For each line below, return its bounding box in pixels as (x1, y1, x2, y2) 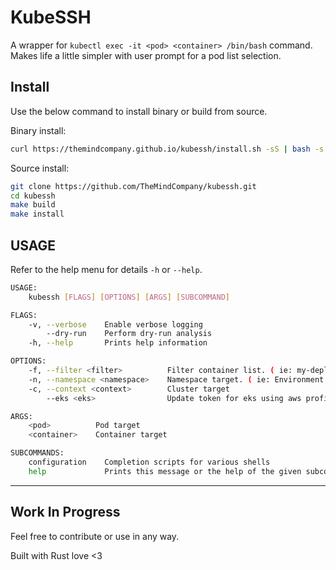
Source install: (10, 162, 70, 174)
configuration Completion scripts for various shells (28, 457, 271, 468)
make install (10, 209, 65, 220)
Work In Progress (10, 504, 121, 521)
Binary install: (10, 124, 67, 136)
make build (10, 200, 56, 210)
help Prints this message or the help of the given (28, 466, 302, 476)
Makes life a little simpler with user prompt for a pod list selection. (10, 49, 282, 61)
